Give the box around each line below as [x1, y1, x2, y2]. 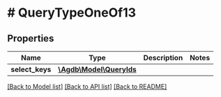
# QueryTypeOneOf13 [7, 5, 137, 21]
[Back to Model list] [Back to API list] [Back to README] [7, 82, 167, 91]
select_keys [10, 64, 52, 74]
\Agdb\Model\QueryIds [58, 64, 137, 74]
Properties [7, 33, 54, 44]
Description [143, 53, 183, 62]
